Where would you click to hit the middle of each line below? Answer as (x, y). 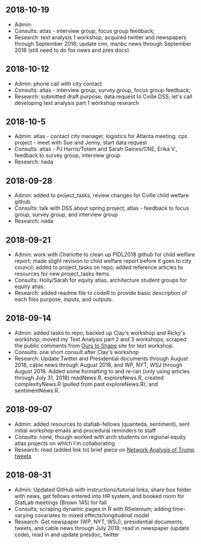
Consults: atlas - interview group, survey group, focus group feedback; (102, 90)
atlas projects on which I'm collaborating (65, 443)
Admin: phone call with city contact (58, 83)
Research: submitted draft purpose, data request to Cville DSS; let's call (103, 96)
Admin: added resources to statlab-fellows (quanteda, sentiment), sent (102, 424)
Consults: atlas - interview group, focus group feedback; (85, 31)
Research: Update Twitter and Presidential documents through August (101, 358)
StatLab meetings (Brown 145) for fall (60, 502)
